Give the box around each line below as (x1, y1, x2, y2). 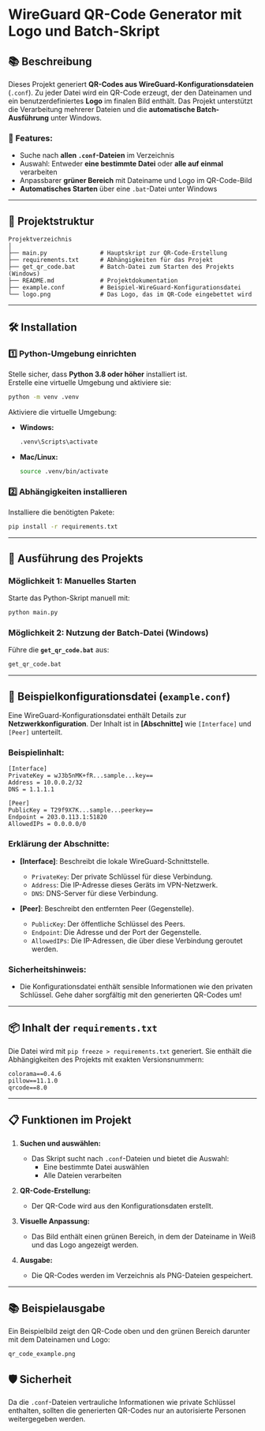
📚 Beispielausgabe (8, 1302, 106, 1315)
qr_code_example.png (8, 1351, 77, 1358)
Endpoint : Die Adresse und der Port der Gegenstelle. (31, 927, 202, 936)
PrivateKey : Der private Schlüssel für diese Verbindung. (31, 872, 213, 881)
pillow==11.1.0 (8, 1077, 58, 1085)
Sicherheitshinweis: (8, 964, 87, 975)
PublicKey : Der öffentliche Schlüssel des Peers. (31, 919, 185, 928)
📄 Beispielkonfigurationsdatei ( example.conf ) (8, 689, 231, 703)
